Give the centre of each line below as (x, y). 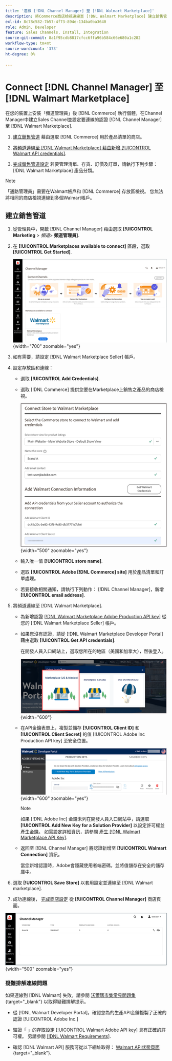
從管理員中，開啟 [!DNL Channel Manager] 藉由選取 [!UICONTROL (83, 229)
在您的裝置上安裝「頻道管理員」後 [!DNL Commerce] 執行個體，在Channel (84, 113)
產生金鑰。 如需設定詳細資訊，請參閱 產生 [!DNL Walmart (80, 832)
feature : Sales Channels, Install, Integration (57, 33)
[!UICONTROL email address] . (53, 595)
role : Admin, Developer (31, 27)
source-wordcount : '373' (32, 49)
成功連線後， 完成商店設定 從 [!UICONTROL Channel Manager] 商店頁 (87, 899)
